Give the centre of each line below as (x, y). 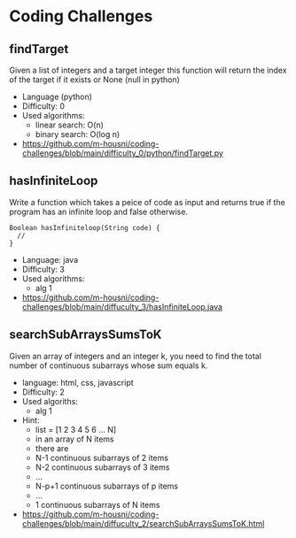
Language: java (50, 259)
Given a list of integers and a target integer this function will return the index (148, 70)
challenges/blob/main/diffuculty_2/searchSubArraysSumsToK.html (143, 523)
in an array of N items (74, 439)
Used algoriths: (50, 401)
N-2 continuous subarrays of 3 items (102, 467)
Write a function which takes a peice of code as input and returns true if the (147, 202)
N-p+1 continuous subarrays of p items (107, 486)
